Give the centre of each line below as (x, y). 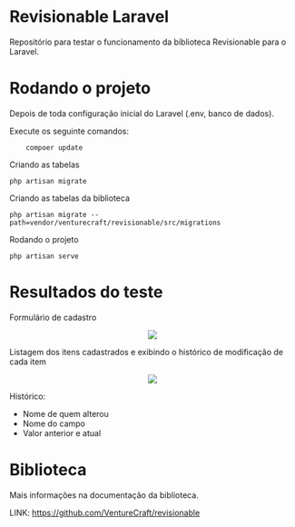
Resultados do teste (86, 292)
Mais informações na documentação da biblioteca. (104, 495)
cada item (28, 362)
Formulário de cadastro (53, 317)
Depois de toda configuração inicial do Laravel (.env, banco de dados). (142, 113)
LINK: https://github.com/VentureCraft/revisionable (105, 512)
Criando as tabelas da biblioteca (69, 198)
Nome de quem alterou (65, 413)
